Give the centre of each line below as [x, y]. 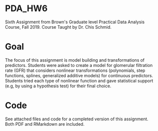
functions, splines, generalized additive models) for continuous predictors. [79, 75]
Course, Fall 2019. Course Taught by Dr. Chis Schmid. [58, 27]
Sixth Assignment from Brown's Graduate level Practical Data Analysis [75, 22]
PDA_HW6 [26, 8]
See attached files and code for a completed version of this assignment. [77, 119]
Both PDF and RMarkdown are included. [45, 124]
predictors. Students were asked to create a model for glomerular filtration [79, 65]
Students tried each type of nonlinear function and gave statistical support [79, 81]
